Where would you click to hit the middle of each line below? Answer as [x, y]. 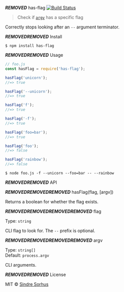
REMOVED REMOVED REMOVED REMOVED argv [54, 240]
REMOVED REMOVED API [31, 182]
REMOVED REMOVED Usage [34, 55]
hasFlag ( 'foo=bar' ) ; [27, 132]
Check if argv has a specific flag [50, 17]
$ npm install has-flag [30, 46]
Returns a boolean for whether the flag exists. [52, 202]
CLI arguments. [21, 265]
